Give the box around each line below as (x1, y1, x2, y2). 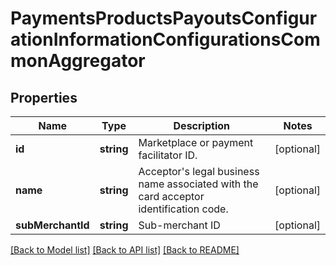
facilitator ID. (138, 148, 198, 162)
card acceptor (138, 190, 205, 203)
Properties (10, 89, 78, 106)
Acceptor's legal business (138, 165, 260, 178)
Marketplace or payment (138, 136, 254, 149)
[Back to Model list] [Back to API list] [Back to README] (10, 244, 240, 256)
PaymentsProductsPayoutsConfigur (10, 7, 318, 30)
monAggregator (10, 50, 146, 72)
